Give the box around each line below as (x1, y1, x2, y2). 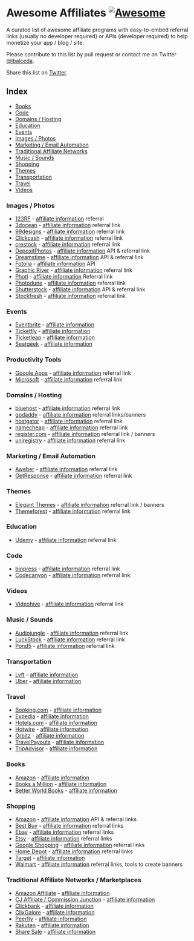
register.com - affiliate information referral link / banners (15, 430, 155, 437)
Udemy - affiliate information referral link (15, 536, 117, 543)
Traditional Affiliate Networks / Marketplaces (6, 876, 142, 884)
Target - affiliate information (15, 854, 85, 861)
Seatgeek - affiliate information (15, 340, 92, 348)
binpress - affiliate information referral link (15, 565, 121, 572)
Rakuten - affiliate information (15, 922, 89, 929)
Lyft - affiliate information (15, 671, 79, 678)
